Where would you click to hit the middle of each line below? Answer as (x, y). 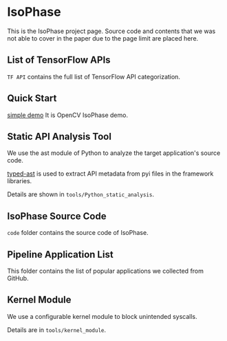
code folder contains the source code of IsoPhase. (78, 233)
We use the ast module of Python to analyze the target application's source (114, 153)
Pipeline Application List (60, 255)
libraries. (20, 181)
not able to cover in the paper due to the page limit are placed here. (103, 38)
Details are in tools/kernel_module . (57, 330)
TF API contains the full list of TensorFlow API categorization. (94, 76)
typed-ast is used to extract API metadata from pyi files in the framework (110, 174)
